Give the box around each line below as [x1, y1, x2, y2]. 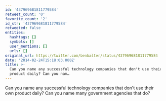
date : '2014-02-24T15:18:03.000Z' [5, 58, 77, 63]
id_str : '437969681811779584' [5, 21, 68, 26]
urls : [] [9, 48, 28, 53]
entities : [5, 30, 26, 35]
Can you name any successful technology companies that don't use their [5, 85, 154, 91]
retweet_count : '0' [5, 12, 45, 17]
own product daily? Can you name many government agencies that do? [5, 90, 150, 96]
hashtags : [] [9, 35, 37, 40]
